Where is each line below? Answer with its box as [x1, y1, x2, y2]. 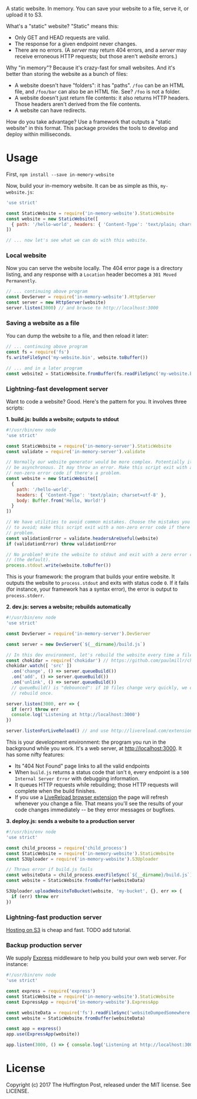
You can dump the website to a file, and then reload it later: [6, 332, 149, 339]
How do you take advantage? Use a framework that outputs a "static [6, 118, 172, 125]
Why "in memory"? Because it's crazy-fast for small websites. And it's [6, 64, 176, 71]
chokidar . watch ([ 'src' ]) [6, 663, 72, 669]
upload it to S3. [6, 11, 43, 18]
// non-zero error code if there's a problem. [6, 470, 122, 476]
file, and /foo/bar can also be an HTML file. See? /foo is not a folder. [14, 88, 181, 95]
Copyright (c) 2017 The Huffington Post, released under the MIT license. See [6, 1081, 191, 1088]
